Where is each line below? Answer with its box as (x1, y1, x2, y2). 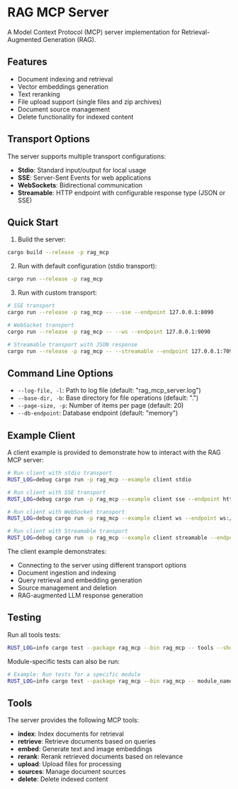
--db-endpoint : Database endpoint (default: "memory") (17, 409, 178, 418)
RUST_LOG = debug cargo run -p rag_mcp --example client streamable (7, 534, 208, 542)
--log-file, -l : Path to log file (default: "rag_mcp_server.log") (17, 386, 202, 395)
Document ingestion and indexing (17, 569, 116, 577)
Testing (7, 611, 42, 624)
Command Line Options (7, 367, 113, 379)
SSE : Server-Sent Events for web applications (17, 173, 152, 182)
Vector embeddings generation (17, 82, 108, 91)
